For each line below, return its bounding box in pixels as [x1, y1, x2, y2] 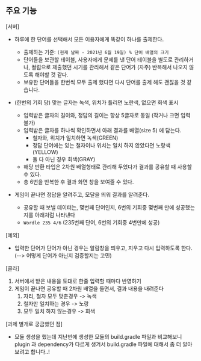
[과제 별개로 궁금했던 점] [5, 320, 63, 327]
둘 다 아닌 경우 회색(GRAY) [32, 155, 96, 162]
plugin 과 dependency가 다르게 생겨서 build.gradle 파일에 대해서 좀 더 [14, 341, 182, 348]
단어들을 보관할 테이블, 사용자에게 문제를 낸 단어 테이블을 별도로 [23, 56, 173, 63]
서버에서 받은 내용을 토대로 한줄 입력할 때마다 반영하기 [14, 277, 142, 285]
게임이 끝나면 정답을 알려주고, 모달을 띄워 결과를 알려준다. [14, 191, 150, 198]
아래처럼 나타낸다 [34, 211, 76, 218]
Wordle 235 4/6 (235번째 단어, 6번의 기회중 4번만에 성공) [23, 218, 160, 226]
